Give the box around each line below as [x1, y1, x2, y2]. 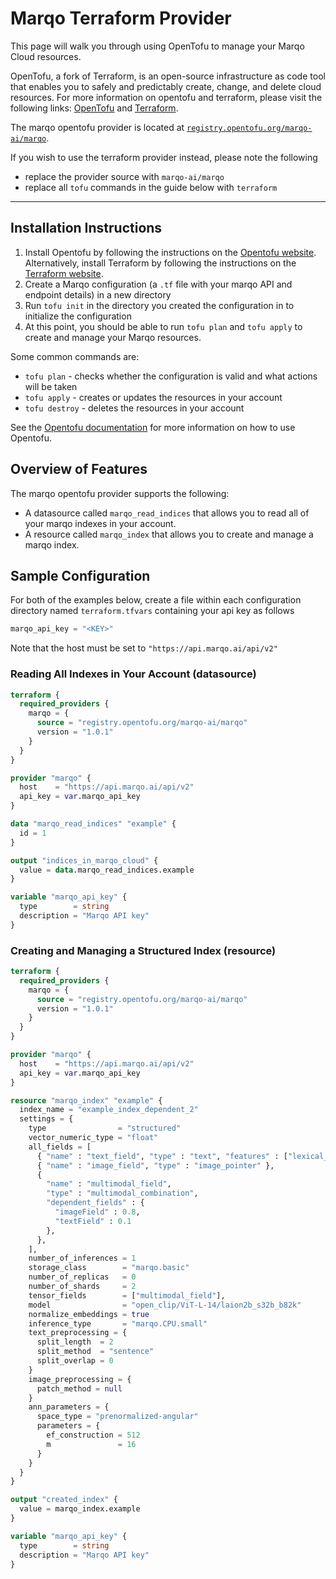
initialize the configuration [24, 310, 132, 322]
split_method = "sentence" [36, 1347, 155, 1357]
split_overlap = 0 [36, 1356, 114, 1366]
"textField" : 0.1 [54, 1216, 132, 1226]
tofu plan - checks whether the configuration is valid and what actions [24, 370, 318, 382]
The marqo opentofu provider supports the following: [10, 487, 230, 499]
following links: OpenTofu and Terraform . [10, 102, 179, 114]
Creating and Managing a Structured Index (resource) [10, 943, 277, 957]
